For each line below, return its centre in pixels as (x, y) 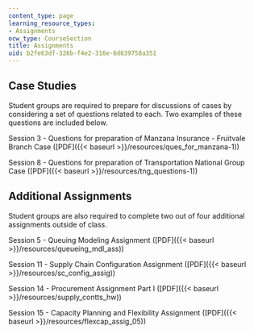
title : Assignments (41, 46)
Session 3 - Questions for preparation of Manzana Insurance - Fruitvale (127, 138)
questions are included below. (58, 123)
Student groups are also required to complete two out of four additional (127, 215)
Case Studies (42, 86)
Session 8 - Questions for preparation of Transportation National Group (127, 162)
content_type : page (41, 16)
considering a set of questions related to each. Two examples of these (125, 114)
